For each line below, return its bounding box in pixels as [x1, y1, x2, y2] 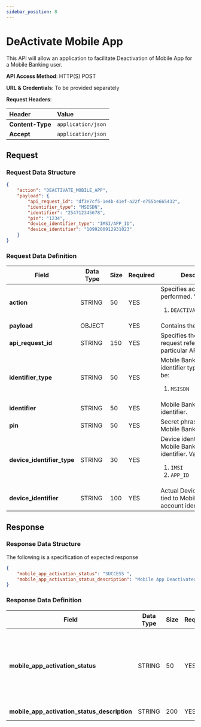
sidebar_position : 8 [6, 8, 58, 15]
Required [128, 271, 155, 280]
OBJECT [80, 322, 105, 330]
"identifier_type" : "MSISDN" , [28, 204, 103, 210]
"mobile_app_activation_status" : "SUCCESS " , [17, 570, 133, 576]
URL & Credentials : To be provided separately [6, 84, 120, 91]
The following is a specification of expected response [6, 553, 139, 561]
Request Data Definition [6, 251, 77, 260]
